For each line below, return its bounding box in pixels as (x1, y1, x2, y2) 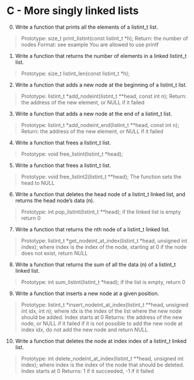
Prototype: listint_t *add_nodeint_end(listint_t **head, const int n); (21, 121, 179, 128)
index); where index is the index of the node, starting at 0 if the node (21, 243, 187, 250)
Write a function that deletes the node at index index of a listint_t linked (15, 337, 187, 344)
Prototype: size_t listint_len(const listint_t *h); (21, 70, 130, 77)
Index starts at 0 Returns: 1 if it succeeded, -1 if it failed (21, 367, 154, 374)
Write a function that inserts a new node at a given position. (15, 290, 159, 297)
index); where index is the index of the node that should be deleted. (21, 361, 185, 368)
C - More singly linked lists (6, 4, 139, 18)
